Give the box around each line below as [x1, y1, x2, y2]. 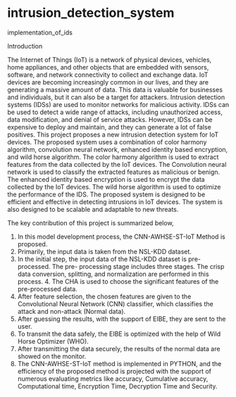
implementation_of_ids [7, 28, 73, 37]
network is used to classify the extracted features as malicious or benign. [7, 168, 221, 176]
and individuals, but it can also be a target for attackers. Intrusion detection [7, 93, 225, 101]
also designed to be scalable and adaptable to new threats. [7, 205, 179, 213]
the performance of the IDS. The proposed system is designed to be [7, 190, 206, 198]
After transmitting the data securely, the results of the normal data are [17, 344, 221, 353]
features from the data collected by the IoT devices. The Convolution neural [7, 160, 227, 168]
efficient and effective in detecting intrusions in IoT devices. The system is [7, 197, 223, 206]
